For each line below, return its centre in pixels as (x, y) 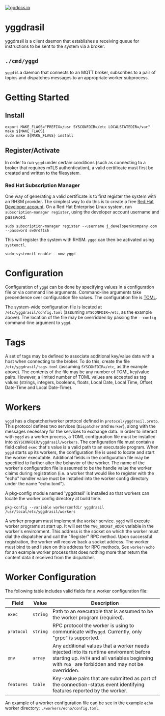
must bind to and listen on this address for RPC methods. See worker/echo (80, 547)
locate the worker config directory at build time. (53, 498)
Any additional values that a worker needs (101, 646)
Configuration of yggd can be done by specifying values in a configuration (80, 287)
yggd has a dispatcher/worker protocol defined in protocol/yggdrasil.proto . (82, 421)
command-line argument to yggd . (38, 323)
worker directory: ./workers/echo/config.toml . (52, 708)
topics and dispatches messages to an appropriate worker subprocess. (77, 77)
